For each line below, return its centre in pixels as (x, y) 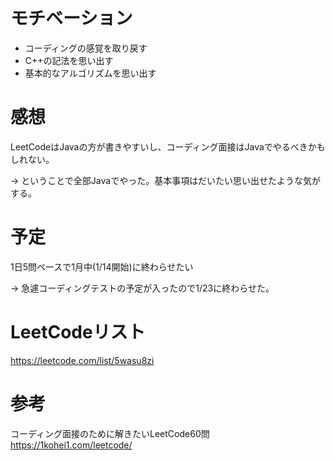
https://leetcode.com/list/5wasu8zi (82, 360)
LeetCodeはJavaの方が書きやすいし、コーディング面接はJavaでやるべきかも (168, 146)
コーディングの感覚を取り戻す (86, 48)
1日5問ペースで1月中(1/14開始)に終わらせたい (102, 266)
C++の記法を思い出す (69, 60)
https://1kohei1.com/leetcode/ (71, 445)
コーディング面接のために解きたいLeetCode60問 (110, 433)
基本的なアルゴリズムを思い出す (90, 73)
